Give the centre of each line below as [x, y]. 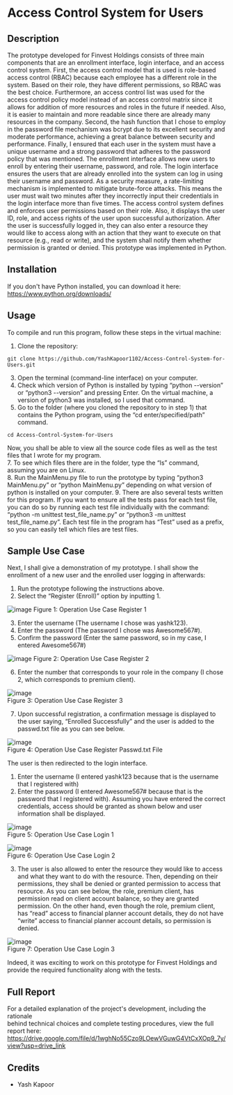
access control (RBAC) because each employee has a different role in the [112, 77]
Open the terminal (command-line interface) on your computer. [107, 378]
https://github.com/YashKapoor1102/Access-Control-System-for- [132, 359]
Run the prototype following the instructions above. [91, 589]
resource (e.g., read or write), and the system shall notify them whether [110, 240]
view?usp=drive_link [37, 1046]
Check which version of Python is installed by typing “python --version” [120, 385]
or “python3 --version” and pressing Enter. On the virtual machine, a [115, 392]
